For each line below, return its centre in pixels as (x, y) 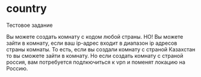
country (26, 9)
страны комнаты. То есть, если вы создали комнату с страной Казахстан (101, 49)
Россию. (17, 68)
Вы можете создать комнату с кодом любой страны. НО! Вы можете (95, 36)
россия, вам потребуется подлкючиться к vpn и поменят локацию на (96, 62)
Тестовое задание (29, 25)
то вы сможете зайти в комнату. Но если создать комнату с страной (95, 56)
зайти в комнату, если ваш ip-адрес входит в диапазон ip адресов (92, 43)
